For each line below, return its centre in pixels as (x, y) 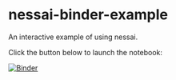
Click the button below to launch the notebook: (85, 52)
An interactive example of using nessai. (73, 37)
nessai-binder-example (88, 15)
